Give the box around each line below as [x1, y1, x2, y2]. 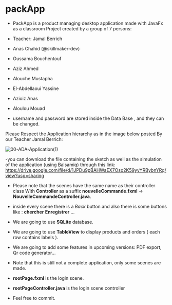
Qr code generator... [12, 249, 56, 256]
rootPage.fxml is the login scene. [12, 275, 84, 281]
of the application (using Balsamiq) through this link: [5, 162, 116, 168]
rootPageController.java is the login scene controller [12, 285, 125, 291]
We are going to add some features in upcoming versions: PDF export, [12, 244, 162, 250]
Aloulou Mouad [12, 105, 45, 111]
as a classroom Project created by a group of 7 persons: [12, 25, 132, 31]
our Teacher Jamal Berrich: [5, 136, 63, 142]
